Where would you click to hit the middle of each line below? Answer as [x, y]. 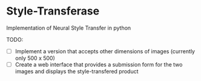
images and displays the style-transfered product [77, 71]
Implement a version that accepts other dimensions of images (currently [105, 51]
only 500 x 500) [35, 58]
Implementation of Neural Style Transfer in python [69, 28]
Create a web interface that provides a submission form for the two [99, 64]
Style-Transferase [53, 11]
